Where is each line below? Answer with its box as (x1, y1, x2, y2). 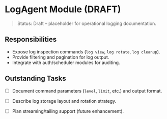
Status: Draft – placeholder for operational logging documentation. (17, 20, 156, 26)
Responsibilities (5, 35, 57, 44)
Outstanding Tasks (5, 74, 67, 83)
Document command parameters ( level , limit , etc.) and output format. (12, 87, 162, 94)
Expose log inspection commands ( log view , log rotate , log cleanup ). (12, 48, 160, 54)
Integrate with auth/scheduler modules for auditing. (12, 59, 120, 66)
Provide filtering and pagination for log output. (12, 54, 109, 60)
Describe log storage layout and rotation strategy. (12, 98, 117, 104)
